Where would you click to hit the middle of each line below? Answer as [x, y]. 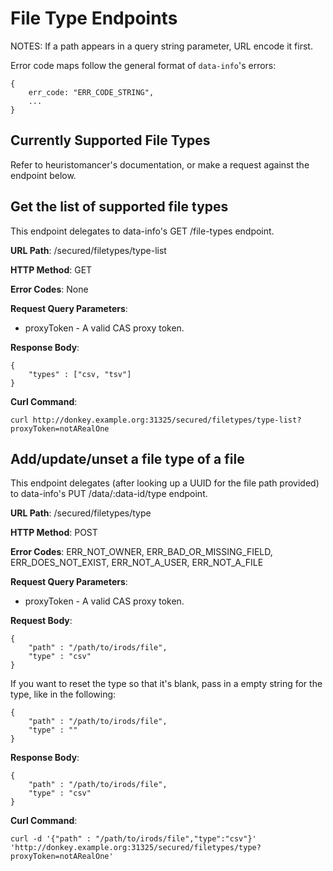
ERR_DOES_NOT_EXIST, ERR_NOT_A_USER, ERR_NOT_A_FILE [137, 563]
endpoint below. [43, 175]
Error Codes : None [49, 289]
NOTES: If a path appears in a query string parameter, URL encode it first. [161, 46]
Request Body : [41, 621]
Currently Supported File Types [110, 140]
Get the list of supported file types [119, 207]
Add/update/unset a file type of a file [127, 458]
